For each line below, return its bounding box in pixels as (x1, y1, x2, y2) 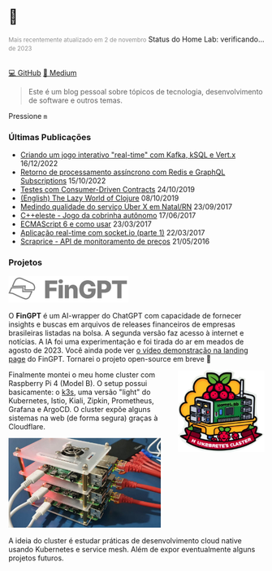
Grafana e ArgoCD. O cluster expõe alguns (8, 404, 151, 414)
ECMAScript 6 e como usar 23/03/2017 (19, 219, 152, 229)
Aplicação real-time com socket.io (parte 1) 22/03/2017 (19, 228, 205, 238)
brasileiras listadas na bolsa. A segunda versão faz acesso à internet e (8, 327, 244, 337)
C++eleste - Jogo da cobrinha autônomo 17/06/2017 (19, 211, 196, 221)
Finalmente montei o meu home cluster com (8, 370, 156, 380)
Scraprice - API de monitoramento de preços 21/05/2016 (19, 236, 209, 247)
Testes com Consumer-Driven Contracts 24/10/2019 (19, 185, 195, 195)
